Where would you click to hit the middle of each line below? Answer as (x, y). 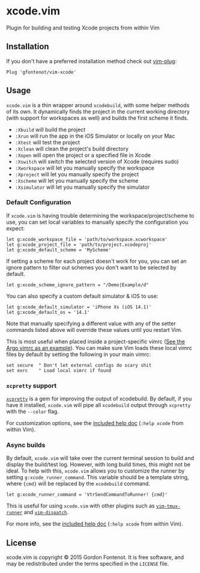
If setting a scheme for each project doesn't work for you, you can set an (97, 261)
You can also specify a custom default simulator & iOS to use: (82, 296)
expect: (16, 228)
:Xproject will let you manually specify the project (77, 174)
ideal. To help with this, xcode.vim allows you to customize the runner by (95, 471)
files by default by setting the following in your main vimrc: (79, 354)
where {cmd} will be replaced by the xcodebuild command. (78, 484)
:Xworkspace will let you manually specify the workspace (84, 168)
